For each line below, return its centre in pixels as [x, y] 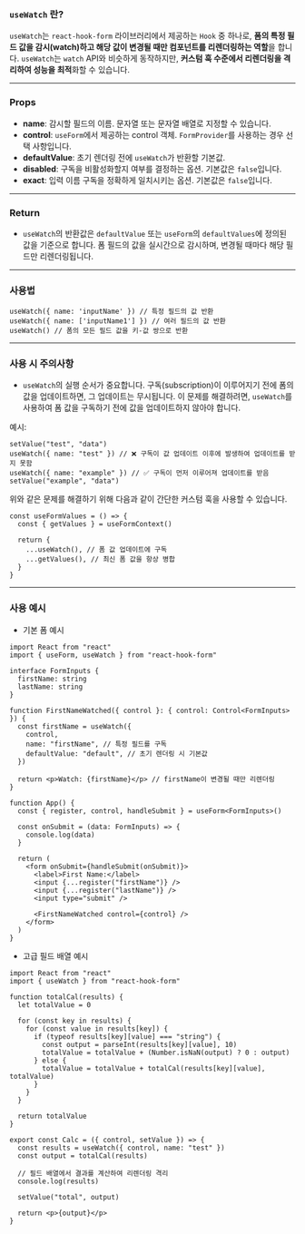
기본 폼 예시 [44, 630]
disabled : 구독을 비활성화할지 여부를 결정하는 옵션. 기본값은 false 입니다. [152, 169]
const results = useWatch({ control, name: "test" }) [121, 1148]
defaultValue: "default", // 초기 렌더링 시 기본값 [117, 754]
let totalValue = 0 [54, 1004]
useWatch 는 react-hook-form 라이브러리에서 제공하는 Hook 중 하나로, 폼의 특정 [148, 36]
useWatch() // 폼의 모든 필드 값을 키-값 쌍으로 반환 [99, 331]
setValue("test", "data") [58, 445]
